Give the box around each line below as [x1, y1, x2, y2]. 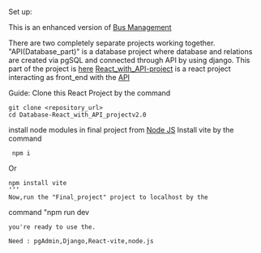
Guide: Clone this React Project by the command [8, 88, 171, 98]
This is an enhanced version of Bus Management [8, 23, 172, 32]
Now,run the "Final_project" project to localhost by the [8, 193, 208, 201]
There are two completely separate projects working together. [8, 38, 216, 48]
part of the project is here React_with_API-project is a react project [8, 64, 231, 74]
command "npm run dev [8, 208, 90, 217]
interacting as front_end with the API [8, 73, 130, 82]
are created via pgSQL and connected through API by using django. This [8, 56, 250, 65]
